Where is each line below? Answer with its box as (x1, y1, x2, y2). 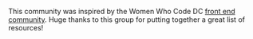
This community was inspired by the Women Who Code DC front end (8, 7, 235, 16)
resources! (8, 23, 44, 32)
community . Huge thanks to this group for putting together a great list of (8, 15, 246, 24)
